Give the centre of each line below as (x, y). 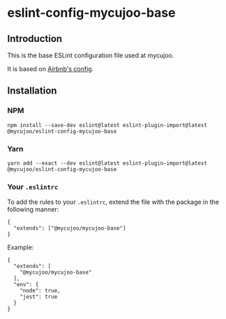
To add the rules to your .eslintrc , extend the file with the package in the (113, 202)
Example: (21, 247)
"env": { (26, 285)
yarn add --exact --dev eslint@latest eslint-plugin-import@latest (107, 163)
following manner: (33, 209)
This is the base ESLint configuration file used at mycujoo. (91, 55)
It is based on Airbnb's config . (51, 69)
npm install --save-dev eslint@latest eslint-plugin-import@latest (107, 125)
